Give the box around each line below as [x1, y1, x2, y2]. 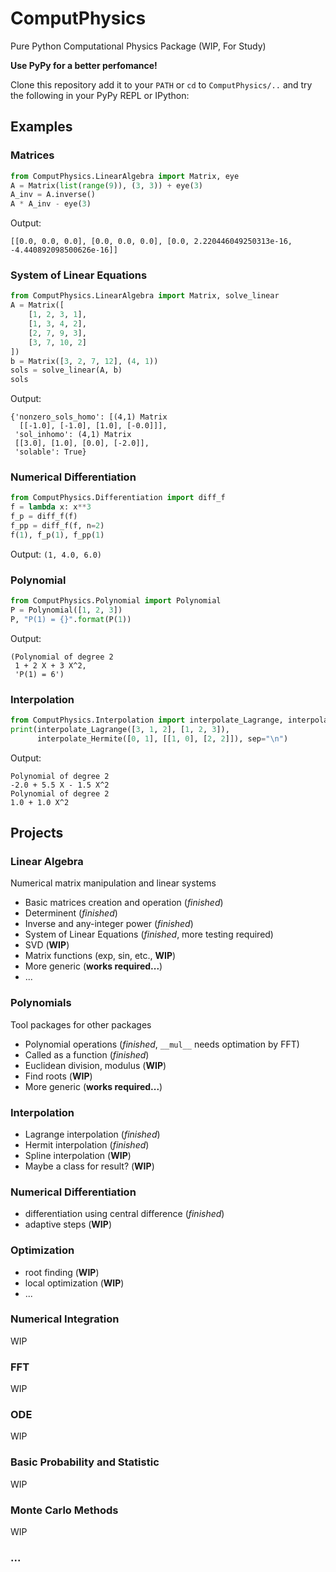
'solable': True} [14, 447, 87, 457]
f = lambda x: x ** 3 [10, 502, 92, 512]
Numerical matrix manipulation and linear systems [10, 877, 217, 889]
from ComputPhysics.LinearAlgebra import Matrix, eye [10, 171, 240, 181]
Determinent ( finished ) [24, 907, 118, 919]
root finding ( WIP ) [24, 1266, 100, 1278]
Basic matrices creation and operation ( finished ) [24, 897, 224, 909]
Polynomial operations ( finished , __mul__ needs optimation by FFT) [24, 1038, 300, 1050]
